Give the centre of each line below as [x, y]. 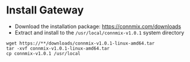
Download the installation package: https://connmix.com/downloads [98, 26]
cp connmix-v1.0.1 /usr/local [44, 53]
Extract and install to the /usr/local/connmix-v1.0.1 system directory [99, 32]
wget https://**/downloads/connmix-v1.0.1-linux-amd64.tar [80, 43]
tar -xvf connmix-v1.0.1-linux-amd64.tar [58, 48]
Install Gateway [45, 10]
